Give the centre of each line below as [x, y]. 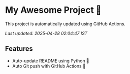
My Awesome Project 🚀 [53, 10]
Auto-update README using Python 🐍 [51, 61]
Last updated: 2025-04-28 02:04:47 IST [46, 33]
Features [19, 49]
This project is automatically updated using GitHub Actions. [65, 24]
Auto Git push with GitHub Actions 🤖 [49, 66]
